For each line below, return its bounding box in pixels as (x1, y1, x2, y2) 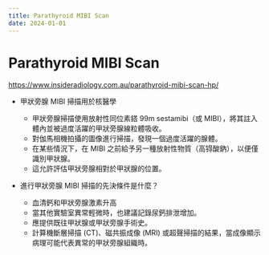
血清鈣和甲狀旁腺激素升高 (31, 198, 117, 208)
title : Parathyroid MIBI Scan (8, 11, 110, 20)
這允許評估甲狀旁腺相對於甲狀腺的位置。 (31, 164, 166, 173)
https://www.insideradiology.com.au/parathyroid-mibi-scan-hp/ (8, 80, 219, 90)
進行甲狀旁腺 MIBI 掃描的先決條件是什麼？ (19, 181, 159, 191)
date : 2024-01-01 (8, 19, 67, 27)
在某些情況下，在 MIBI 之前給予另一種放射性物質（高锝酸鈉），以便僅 (31, 144, 259, 153)
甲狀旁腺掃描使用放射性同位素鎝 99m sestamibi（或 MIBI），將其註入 (31, 114, 259, 123)
